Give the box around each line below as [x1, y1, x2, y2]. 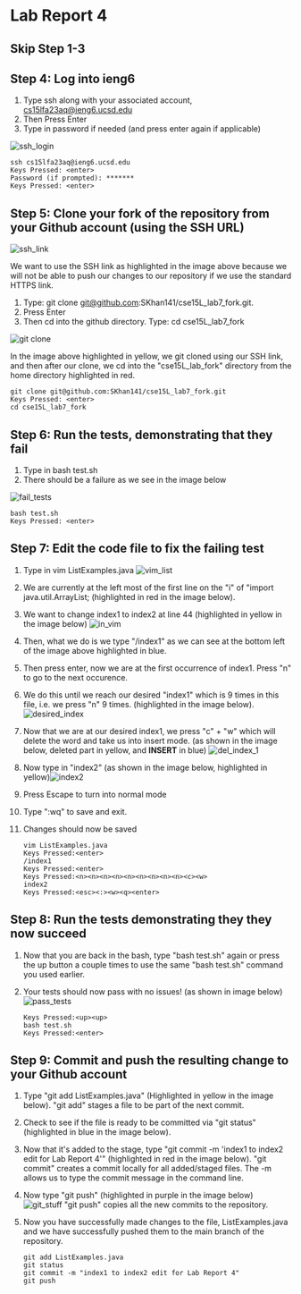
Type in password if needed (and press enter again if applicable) [22, 123, 262, 134]
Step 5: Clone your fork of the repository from [10, 206, 271, 221]
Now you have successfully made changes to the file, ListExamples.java [22, 1217, 288, 1228]
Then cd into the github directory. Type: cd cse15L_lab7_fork [22, 317, 245, 327]
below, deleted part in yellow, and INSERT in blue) [22, 744, 207, 756]
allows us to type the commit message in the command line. [22, 1172, 245, 1183]
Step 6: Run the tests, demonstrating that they [10, 427, 273, 443]
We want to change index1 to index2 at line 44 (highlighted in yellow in [22, 609, 282, 620]
